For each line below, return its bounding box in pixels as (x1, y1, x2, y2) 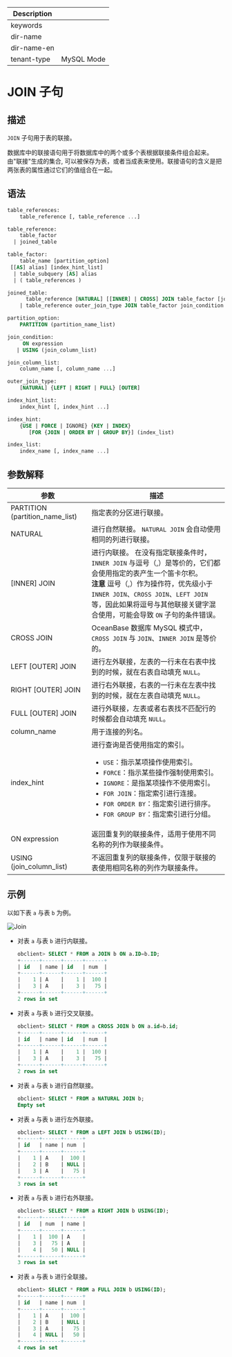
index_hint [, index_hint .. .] (19, 403, 110, 410)
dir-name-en (10, 43, 55, 53)
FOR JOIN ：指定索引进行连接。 (103, 789, 202, 798)
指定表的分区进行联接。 (91, 508, 168, 517)
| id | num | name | (17, 1220, 86, 1227)
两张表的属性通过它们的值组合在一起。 (7, 166, 116, 174)
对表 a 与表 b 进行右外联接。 (17, 1193, 97, 1202)
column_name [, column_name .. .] (19, 365, 116, 373)
